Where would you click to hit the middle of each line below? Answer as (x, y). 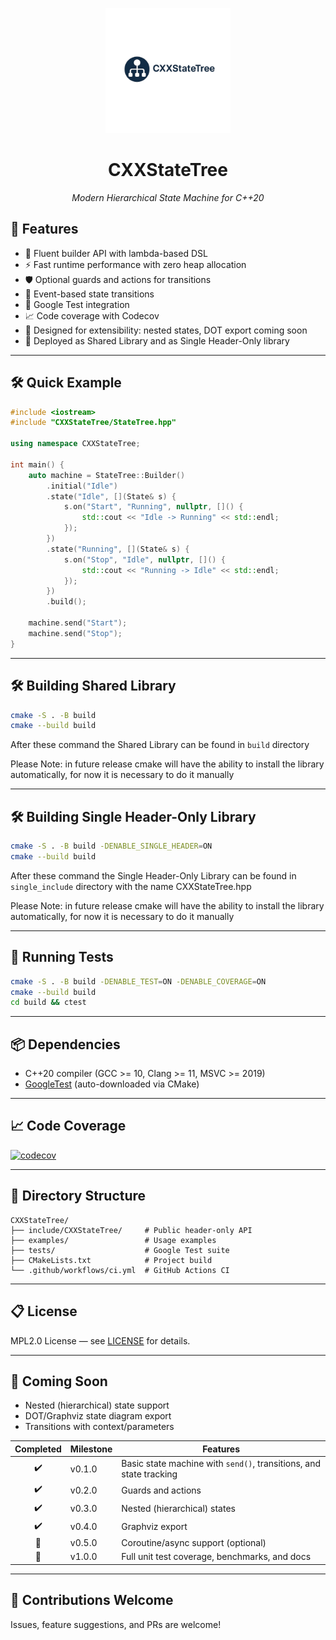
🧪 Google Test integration (77, 304)
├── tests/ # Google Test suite (120, 1250)
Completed (38, 1449)
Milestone (91, 1449)
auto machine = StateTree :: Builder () (107, 475)
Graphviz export (154, 1527)
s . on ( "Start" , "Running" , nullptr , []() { (153, 507)
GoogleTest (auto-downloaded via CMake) (112, 1084)
